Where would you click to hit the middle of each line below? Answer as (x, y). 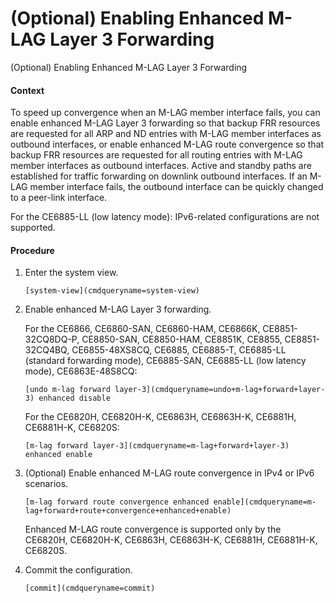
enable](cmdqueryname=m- (265, 502)
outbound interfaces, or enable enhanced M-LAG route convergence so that (167, 144)
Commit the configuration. (78, 570)
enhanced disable (74, 398)
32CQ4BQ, (47, 350)
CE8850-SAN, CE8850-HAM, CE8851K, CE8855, (182, 339)
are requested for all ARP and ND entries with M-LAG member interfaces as (166, 134)
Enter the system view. (71, 273)
